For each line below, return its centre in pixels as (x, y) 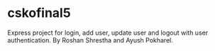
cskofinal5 (39, 13)
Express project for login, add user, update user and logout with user (107, 33)
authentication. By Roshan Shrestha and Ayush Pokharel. (90, 40)
